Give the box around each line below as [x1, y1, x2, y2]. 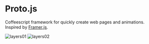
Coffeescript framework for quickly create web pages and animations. [5, 19, 145, 25]
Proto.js [5, 3, 37, 14]
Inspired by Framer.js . [5, 24, 48, 30]
